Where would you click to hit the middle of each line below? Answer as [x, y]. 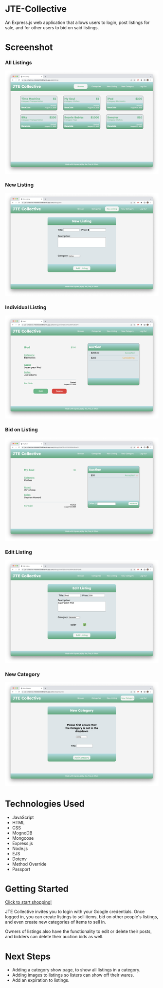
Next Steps [28, 956]
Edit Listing [19, 552]
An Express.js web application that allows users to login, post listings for [77, 22]
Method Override [29, 864]
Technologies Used [45, 804]
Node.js [20, 848]
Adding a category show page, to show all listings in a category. [76, 970]
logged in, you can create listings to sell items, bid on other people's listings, [82, 917]
